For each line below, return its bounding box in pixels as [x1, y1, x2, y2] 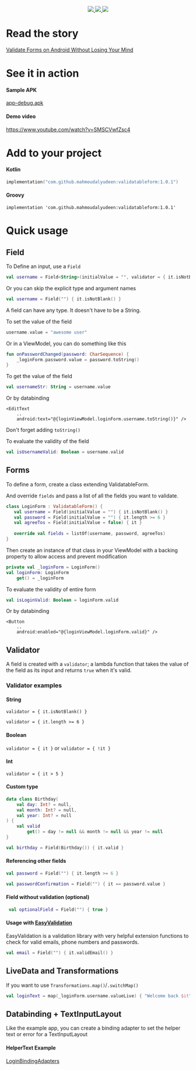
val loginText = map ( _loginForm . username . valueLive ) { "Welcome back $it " [6, 993, 192, 999]
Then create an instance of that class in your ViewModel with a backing [6, 547, 178, 554]
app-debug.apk [6, 100, 44, 107]
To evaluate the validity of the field [6, 438, 89, 445]
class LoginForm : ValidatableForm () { [6, 503, 103, 509]
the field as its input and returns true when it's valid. [6, 667, 132, 674]
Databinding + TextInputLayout [6, 1009, 122, 1019]
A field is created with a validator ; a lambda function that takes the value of [6, 661, 189, 668]
